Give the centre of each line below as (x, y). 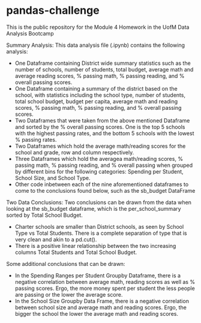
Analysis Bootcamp (30, 33)
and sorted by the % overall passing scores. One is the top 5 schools (100, 127)
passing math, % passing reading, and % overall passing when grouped (104, 165)
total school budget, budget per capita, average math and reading (96, 101)
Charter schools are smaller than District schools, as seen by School (99, 226)
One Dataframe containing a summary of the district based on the (96, 88)
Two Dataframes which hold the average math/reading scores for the (100, 146)
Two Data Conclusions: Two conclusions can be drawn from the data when (99, 202)
